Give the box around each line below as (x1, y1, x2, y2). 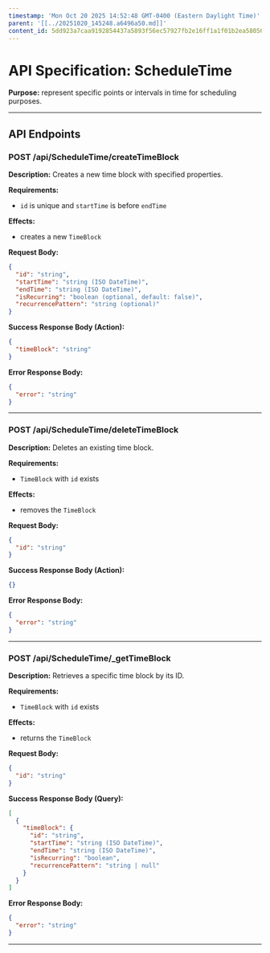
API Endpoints (8, 127, 81, 141)
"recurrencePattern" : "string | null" (29, 861, 160, 869)
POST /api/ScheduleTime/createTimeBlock (8, 151, 179, 162)
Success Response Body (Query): (8, 793, 124, 804)
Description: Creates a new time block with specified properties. (8, 170, 223, 179)
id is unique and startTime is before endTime (19, 201, 167, 210)
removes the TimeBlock (19, 505, 96, 514)
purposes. (8, 96, 43, 106)
